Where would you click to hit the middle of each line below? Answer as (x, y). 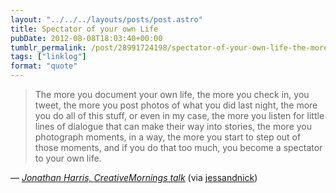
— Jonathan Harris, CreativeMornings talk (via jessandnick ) (134, 177)
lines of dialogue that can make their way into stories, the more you (173, 126)
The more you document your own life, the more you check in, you (172, 94)
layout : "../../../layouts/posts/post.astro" (106, 19)
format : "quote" (44, 66)
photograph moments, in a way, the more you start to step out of (168, 137)
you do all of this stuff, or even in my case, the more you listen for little (179, 115)
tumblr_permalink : (48, 47)
